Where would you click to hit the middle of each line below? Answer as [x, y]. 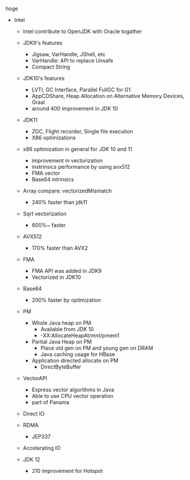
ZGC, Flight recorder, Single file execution [82, 131]
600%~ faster [49, 225]
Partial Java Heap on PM [62, 342]
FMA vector [46, 173]
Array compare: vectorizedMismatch [67, 191]
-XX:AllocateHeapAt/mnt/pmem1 [80, 335]
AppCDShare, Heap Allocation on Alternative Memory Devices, [108, 96]
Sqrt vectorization [45, 214]
